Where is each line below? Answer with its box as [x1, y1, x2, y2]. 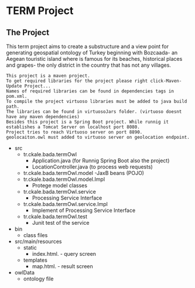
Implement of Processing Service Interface [32, 207, 136, 214]
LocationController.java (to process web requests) [32, 163, 153, 170]
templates [23, 256, 48, 263]
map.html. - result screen [32, 263, 93, 270]
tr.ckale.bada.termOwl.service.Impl [23, 201, 108, 207]
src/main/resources [14, 238, 62, 245]
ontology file [23, 275, 54, 282]
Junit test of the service [32, 220, 90, 226]
